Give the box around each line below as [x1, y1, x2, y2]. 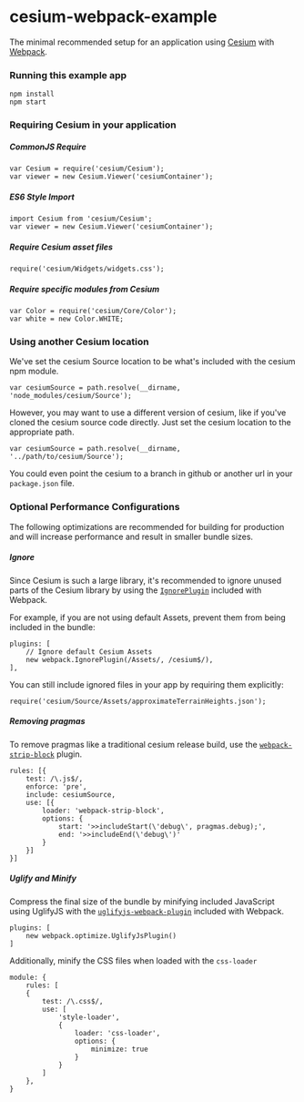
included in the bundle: [9, 621, 96, 632]
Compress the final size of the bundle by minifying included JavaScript [9, 895, 275, 907]
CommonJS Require [9, 141, 86, 152]
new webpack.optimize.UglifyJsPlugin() [25, 931, 177, 940]
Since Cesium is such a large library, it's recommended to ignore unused [9, 575, 282, 586]
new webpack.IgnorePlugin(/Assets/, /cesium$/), [25, 655, 214, 664]
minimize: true [90, 1045, 148, 1054]
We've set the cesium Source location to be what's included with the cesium [9, 356, 296, 367]
